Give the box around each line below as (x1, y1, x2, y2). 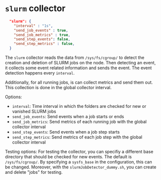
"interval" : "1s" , (14, 23, 53, 28)
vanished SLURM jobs (12, 108, 57, 114)
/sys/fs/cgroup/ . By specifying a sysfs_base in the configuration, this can (5, 159, 152, 165)
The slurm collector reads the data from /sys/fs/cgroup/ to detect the (5, 55, 145, 60)
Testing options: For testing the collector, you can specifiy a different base (5, 149, 154, 155)
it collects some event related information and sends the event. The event (5, 65, 152, 71)
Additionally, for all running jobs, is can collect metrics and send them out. (5, 79, 153, 85)
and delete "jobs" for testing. (5, 169, 63, 175)
